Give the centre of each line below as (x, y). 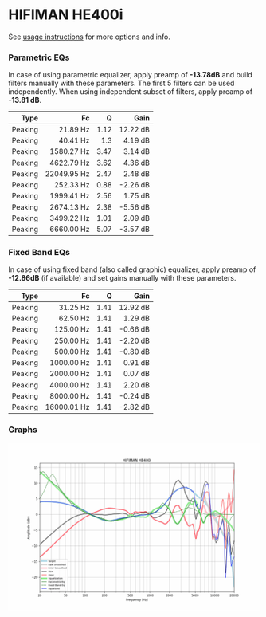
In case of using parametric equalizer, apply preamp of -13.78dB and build (130, 75)
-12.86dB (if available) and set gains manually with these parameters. (122, 278)
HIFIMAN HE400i (66, 15)
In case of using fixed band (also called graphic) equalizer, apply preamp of (132, 269)
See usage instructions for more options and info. (90, 37)
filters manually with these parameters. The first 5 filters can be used (121, 83)
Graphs (23, 430)
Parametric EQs (39, 57)
